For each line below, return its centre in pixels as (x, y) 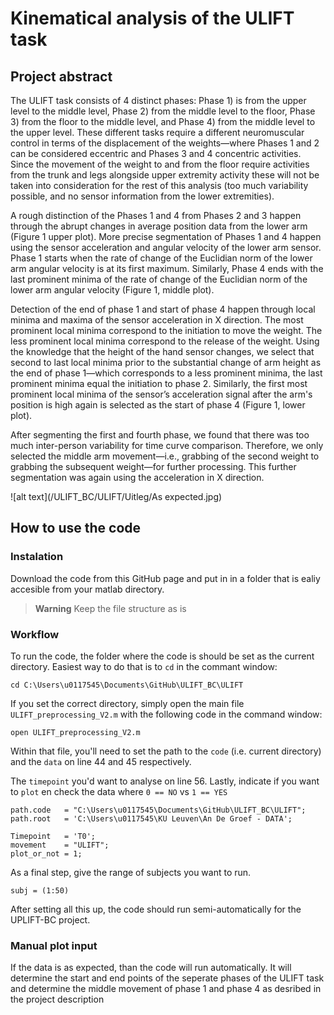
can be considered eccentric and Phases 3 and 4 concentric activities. (156, 153)
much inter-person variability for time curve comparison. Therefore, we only (167, 445)
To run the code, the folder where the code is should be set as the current (162, 656)
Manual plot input (54, 945)
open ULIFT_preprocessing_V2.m (75, 732)
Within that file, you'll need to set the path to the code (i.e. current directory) (166, 751)
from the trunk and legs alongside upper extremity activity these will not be (165, 175)
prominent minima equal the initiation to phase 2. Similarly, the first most (159, 383)
